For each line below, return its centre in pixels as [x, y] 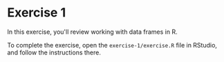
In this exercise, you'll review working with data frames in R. [92, 32]
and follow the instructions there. [54, 52]
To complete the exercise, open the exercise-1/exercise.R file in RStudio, [112, 45]
